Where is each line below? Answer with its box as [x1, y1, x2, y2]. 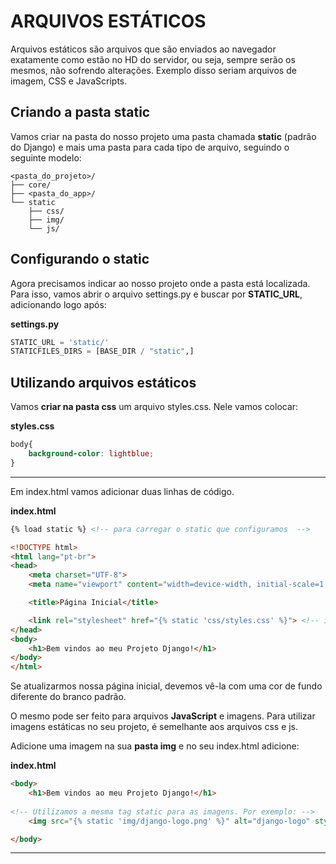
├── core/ [10, 180, 52, 190]
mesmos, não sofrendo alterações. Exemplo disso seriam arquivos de [10, 64, 297, 76]
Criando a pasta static [10, 104, 151, 121]
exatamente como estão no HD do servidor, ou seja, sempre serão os [10, 53, 296, 65]
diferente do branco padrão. [10, 691, 127, 703]
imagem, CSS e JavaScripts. [10, 75, 128, 87]
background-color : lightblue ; [28, 449, 155, 459]
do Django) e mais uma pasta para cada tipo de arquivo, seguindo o [10, 141, 290, 153]
